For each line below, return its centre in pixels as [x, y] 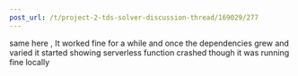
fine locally [30, 62]
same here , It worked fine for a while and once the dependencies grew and [149, 43]
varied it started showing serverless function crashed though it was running [149, 52]
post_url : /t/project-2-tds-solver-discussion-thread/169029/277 [134, 17]
